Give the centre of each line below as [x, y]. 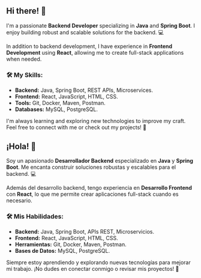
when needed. [24, 59]
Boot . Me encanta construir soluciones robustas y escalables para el [91, 167]
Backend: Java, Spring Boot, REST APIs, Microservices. [84, 90]
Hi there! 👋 [26, 11]
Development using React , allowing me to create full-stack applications [95, 52]
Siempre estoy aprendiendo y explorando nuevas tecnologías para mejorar [98, 262]
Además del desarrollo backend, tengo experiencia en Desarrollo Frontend [99, 187]
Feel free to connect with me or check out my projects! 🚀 [76, 127]
